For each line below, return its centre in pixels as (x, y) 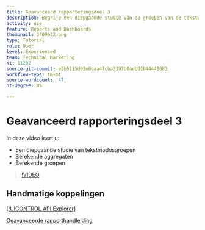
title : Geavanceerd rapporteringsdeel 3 (59, 12)
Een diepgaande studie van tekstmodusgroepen (75, 149)
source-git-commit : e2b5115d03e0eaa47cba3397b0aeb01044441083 (87, 69)
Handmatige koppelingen (56, 194)
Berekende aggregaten (44, 156)
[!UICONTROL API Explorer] (41, 209)
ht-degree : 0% (24, 86)
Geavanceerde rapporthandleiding (49, 220)
